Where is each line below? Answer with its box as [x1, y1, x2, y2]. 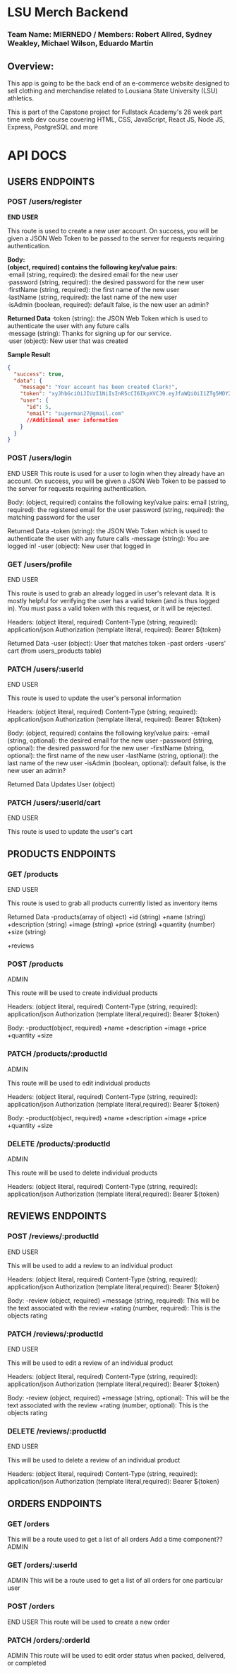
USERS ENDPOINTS [7, 175, 95, 187]
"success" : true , [13, 371, 65, 378]
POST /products [7, 959, 63, 969]
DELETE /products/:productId [7, 1139, 111, 1149]
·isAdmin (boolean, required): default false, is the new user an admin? [7, 300, 209, 308]
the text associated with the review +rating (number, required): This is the [7, 1303, 221, 1312]
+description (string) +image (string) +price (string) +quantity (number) [7, 920, 215, 929]
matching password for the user [7, 513, 100, 521]
